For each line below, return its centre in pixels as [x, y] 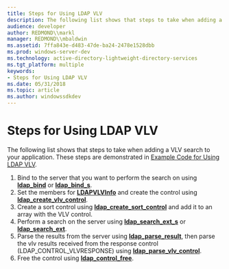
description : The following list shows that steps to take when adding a [115, 20]
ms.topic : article [33, 90]
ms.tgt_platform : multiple [46, 65]
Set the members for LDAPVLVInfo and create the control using [107, 192]
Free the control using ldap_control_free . [75, 258]
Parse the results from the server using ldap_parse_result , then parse [116, 236]
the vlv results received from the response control [88, 243]
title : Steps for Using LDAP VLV [55, 13]
